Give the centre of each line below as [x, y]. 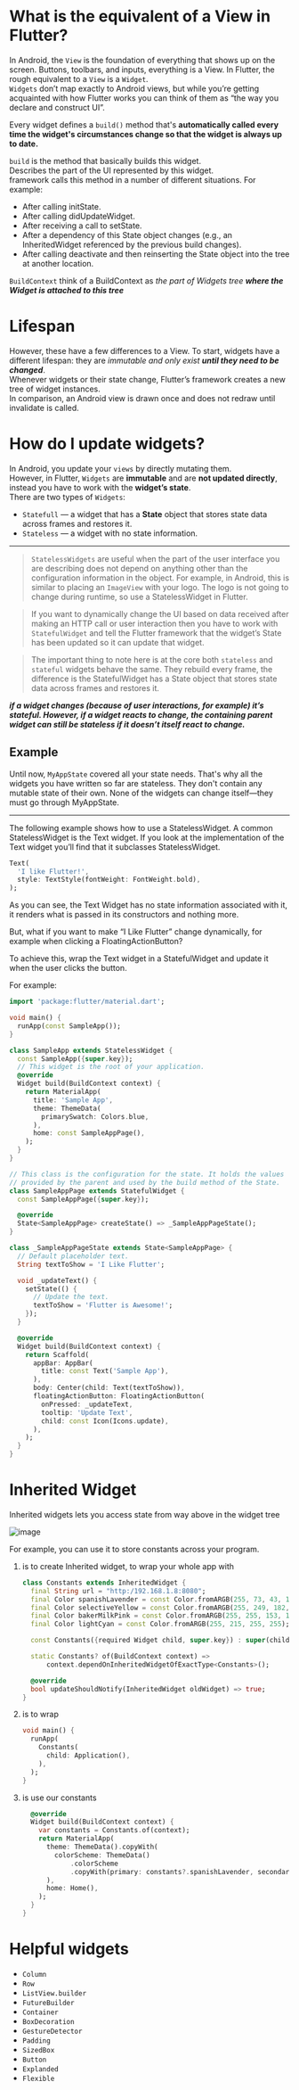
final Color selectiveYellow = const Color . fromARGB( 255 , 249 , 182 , [160, 1608]
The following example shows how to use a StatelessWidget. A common [141, 827]
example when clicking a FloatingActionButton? [96, 942]
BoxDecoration [48, 2021]
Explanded [40, 2069]
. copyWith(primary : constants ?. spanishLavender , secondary [182, 1872]
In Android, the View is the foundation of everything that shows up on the [142, 60]
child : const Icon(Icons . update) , [105, 1421]
